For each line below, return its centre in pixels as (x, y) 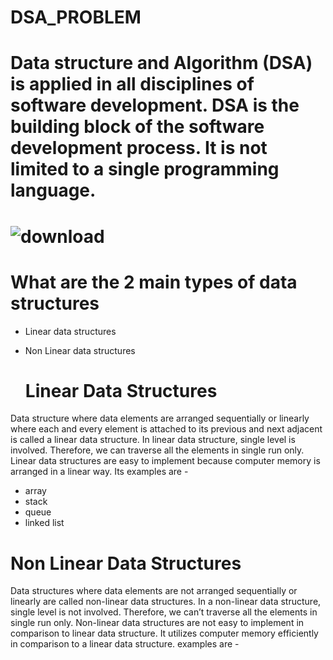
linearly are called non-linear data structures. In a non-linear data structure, (166, 602)
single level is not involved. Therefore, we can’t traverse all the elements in (164, 612)
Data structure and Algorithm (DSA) (161, 63)
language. (53, 190)
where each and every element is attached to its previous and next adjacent (166, 429)
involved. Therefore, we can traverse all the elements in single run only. (157, 450)
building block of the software (137, 127)
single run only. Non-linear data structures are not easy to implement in (157, 623)
